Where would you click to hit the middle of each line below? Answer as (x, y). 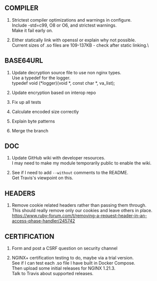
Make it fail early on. (32, 30)
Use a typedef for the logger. (41, 78)
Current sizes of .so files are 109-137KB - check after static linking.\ (80, 45)
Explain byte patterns (33, 121)
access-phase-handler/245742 (43, 221)
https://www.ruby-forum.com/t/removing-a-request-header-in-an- (79, 216)
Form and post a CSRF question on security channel (64, 249)
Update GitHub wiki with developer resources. (58, 158)
